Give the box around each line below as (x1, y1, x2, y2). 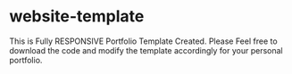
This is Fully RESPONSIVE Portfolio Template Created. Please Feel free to (9, 36, 279, 46)
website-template (9, 6, 145, 27)
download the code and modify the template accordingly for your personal (9, 45, 283, 55)
